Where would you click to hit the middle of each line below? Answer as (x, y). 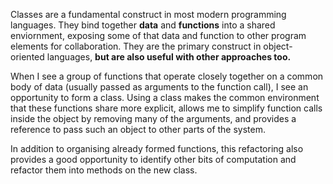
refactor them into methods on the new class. (104, 170)
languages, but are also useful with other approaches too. (169, 57)
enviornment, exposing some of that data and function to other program (158, 35)
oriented (27, 57)
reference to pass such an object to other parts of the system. (138, 129)
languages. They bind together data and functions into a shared (143, 25)
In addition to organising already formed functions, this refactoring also (157, 148)
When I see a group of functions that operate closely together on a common (167, 76)
